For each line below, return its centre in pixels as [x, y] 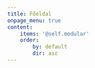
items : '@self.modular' [55, 34]
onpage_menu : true [34, 21]
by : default [50, 47]
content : [20, 27]
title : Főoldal [30, 14]
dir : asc [45, 54]
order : [30, 40]
